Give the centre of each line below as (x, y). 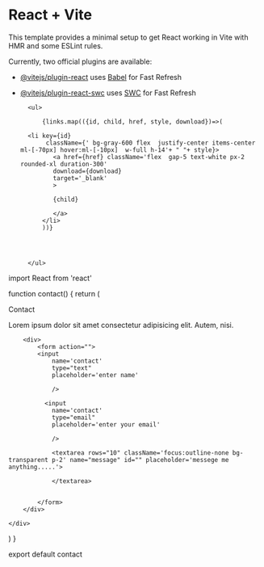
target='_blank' (80, 178)
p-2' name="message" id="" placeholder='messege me (140, 460)
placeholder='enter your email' (106, 424)
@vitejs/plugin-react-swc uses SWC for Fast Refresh (108, 92)
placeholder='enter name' (95, 375)
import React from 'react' (50, 278)
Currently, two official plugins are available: (80, 61)
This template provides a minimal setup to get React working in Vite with (128, 37)
